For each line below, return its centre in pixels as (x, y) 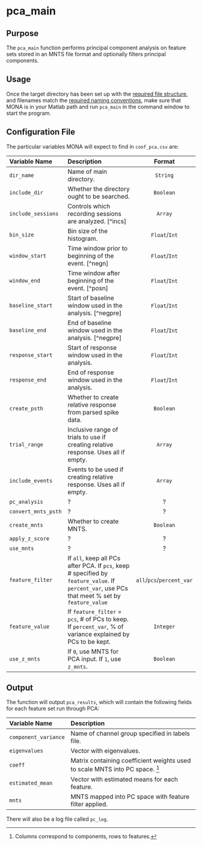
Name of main (87, 171)
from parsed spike (93, 412)
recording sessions (94, 214)
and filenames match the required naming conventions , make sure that (94, 100)
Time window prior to (98, 248)
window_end (25, 280)
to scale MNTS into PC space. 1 (115, 769)
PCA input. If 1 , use (94, 659)
